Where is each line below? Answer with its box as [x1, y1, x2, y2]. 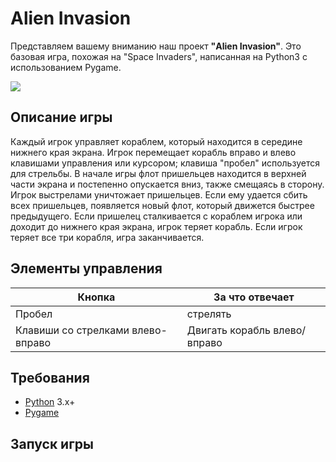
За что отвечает [213, 290, 295, 304]
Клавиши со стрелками [15, 323, 130, 337]
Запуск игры [10, 435, 95, 452]
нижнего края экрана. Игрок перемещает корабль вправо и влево [10, 146, 297, 158]
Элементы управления [10, 260, 163, 277]
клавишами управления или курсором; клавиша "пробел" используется [10, 157, 320, 169]
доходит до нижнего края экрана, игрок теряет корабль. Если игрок [10, 220, 303, 232]
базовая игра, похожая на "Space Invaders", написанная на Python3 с [10, 50, 308, 62]
